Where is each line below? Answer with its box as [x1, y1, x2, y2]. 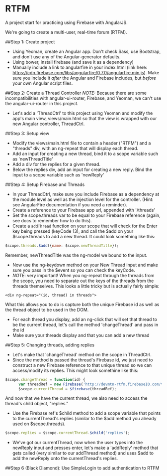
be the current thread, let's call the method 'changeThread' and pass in [12, 321, 159, 327]
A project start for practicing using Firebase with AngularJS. [5, 19, 128, 25]
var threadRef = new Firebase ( [18, 382, 83, 387]
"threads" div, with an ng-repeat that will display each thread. [12, 145, 139, 151]
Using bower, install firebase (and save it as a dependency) [12, 59, 134, 65]
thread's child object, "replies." [5, 401, 69, 407]
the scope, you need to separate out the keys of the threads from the [12, 278, 154, 284]
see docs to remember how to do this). [12, 217, 92, 223]
